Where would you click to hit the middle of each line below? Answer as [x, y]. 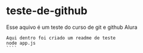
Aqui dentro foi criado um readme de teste [61, 38]
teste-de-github [47, 11]
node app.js [21, 43]
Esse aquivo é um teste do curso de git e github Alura [72, 27]
